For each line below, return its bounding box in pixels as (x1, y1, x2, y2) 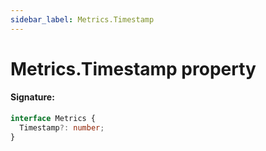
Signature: (10, 91, 55, 103)
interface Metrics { (10, 114, 97, 124)
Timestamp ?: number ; (19, 122, 105, 133)
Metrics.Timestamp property (10, 57, 257, 80)
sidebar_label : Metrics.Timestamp (10, 14, 155, 25)
